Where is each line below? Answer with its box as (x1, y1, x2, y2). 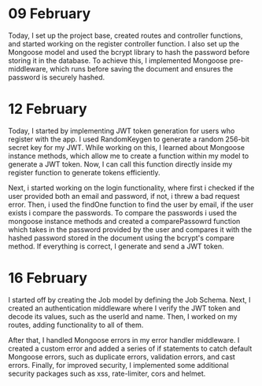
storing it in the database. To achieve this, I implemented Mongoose (8, 56, 228, 65)
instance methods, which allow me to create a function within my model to (8, 151, 249, 160)
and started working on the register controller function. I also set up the (8, 39, 240, 48)
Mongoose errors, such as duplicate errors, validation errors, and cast (8, 351, 236, 362)
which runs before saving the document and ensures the (50, 64, 234, 73)
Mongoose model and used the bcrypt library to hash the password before (8, 47, 250, 57)
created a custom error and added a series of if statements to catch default (8, 344, 253, 353)
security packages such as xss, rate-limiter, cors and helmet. (8, 369, 206, 378)
